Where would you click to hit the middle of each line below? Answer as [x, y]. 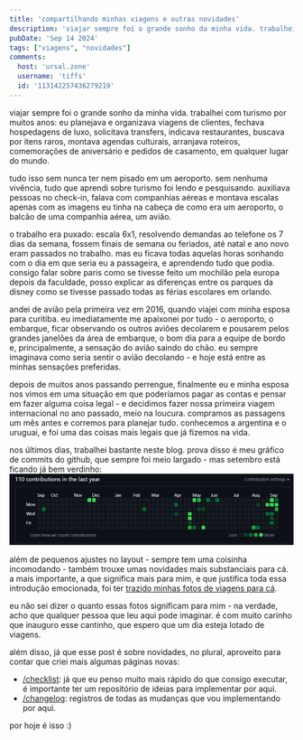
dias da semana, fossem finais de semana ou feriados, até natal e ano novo [149, 243]
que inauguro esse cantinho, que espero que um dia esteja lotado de [137, 625]
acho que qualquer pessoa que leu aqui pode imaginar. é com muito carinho [151, 615]
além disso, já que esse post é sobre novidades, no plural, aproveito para [145, 652]
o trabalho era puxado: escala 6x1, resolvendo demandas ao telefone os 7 [147, 234]
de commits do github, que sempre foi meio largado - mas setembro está [145, 459]
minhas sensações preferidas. [65, 367]
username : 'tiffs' [52, 77]
